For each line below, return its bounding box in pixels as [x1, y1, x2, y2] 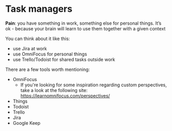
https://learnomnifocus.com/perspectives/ [20, 92, 110, 99]
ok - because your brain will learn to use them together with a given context [5, 25, 166, 31]
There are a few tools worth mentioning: [5, 66, 90, 72]
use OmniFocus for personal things [12, 51, 87, 57]
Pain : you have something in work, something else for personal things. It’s [5, 20, 162, 26]
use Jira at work [12, 45, 47, 51]
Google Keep [12, 120, 41, 126]
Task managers [5, 3, 73, 15]
